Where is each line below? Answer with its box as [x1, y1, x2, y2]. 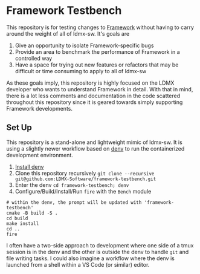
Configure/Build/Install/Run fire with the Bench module [15, 188, 152, 195]
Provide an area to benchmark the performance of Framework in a [15, 48, 180, 55]
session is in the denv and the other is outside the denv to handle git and [6, 248, 189, 255]
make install [6, 220, 39, 227]
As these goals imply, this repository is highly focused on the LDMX [6, 79, 175, 86]
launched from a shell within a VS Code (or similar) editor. [6, 261, 150, 268]
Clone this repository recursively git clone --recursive [15, 169, 155, 177]
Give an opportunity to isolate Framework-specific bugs [15, 42, 154, 49]
